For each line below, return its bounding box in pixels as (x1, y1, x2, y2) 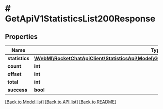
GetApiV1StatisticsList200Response (5, 13, 156, 24)
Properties (5, 32, 38, 41)
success (7, 87, 28, 93)
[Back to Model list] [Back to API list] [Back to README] (5, 99, 116, 105)
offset (7, 71, 22, 78)
